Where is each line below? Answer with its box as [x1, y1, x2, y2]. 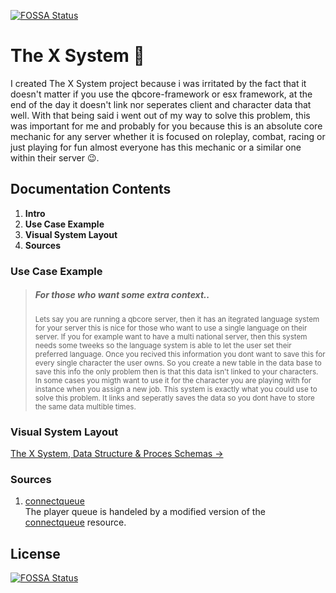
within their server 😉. [10, 151, 100, 164]
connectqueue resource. [24, 516, 127, 529]
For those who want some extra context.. [34, 289, 210, 301]
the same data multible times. [34, 401, 137, 412]
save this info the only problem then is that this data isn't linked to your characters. [34, 366, 319, 377]
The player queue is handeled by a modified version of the [24, 506, 266, 518]
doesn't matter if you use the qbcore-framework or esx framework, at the [10, 88, 313, 100]
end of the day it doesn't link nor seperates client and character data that [10, 98, 312, 110]
